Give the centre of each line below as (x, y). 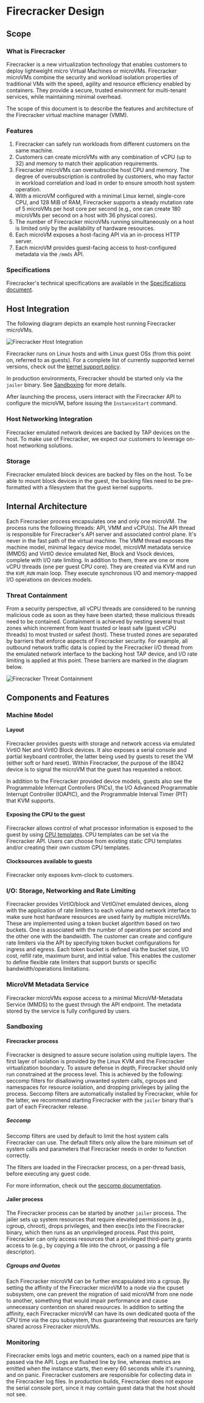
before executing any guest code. (49, 1173)
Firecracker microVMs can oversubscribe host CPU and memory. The (102, 170)
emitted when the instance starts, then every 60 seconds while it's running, (101, 1369)
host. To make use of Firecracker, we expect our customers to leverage (96, 439)
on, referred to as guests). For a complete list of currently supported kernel (100, 360)
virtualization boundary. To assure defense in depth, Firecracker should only (102, 1068)
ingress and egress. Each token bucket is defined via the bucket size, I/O (98, 949)
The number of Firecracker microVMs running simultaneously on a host (104, 222)
